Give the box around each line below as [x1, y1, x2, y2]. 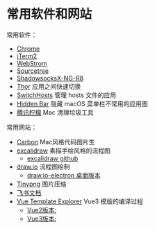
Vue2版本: [26, 205, 57, 214]
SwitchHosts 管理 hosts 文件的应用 [16, 91, 117, 99]
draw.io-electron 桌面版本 [26, 171, 101, 179]
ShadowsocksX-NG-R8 [16, 74, 84, 82]
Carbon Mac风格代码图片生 [16, 137, 95, 146]
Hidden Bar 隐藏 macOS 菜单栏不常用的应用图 [16, 99, 149, 108]
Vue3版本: [26, 214, 57, 223]
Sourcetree [16, 67, 49, 75]
